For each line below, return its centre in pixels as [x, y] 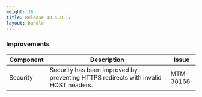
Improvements [28, 44]
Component [26, 60]
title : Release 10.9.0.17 [38, 17]
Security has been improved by [94, 70]
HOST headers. [71, 85]
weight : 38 [20, 12]
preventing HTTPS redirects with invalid [106, 77]
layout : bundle [25, 23]
